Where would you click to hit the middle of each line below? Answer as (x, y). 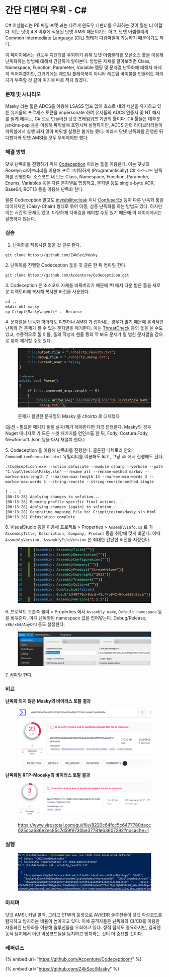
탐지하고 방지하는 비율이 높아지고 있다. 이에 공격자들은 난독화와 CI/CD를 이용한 (82, 921)
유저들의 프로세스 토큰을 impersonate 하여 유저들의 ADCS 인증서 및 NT (81, 113)
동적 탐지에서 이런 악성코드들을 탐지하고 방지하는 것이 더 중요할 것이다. (74, 933)
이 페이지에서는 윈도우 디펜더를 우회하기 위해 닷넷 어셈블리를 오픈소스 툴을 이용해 (84, 55)
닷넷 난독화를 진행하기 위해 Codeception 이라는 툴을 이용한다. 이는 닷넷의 (77, 164)
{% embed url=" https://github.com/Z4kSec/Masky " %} (62, 969)
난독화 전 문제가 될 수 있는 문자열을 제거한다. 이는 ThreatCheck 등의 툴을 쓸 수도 (84, 328)
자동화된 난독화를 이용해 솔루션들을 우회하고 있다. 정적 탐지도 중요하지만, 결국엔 (83, 927)
